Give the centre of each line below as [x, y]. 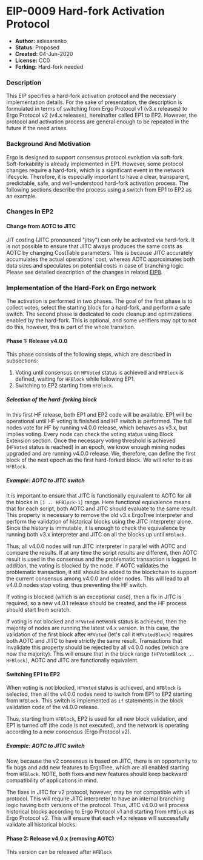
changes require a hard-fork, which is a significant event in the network [95, 170]
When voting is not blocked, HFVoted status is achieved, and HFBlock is [94, 688]
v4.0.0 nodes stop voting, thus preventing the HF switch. [77, 585]
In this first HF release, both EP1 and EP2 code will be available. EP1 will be [99, 415]
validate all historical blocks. [42, 825]
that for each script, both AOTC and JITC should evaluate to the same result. [101, 508]
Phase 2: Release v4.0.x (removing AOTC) [60, 838]
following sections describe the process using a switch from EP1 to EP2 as [99, 189]
